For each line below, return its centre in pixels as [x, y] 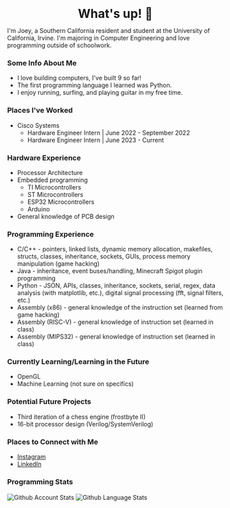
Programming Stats [40, 482]
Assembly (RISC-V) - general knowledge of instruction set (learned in [115, 322]
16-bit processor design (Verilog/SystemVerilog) [85, 424]
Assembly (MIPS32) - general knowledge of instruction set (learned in [116, 337]
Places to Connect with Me [53, 441]
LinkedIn [29, 464]
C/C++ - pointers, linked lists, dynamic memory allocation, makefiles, [115, 249]
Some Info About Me [42, 62]
